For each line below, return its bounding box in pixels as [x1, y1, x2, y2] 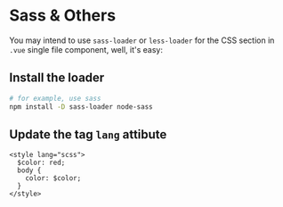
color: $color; [25, 174, 82, 183]
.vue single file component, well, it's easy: [9, 44, 163, 54]
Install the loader [9, 70, 105, 86]
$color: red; [17, 158, 66, 168]
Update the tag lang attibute [9, 127, 167, 142]
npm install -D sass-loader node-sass [9, 102, 153, 112]
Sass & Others [9, 5, 117, 26]
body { [17, 166, 42, 175]
